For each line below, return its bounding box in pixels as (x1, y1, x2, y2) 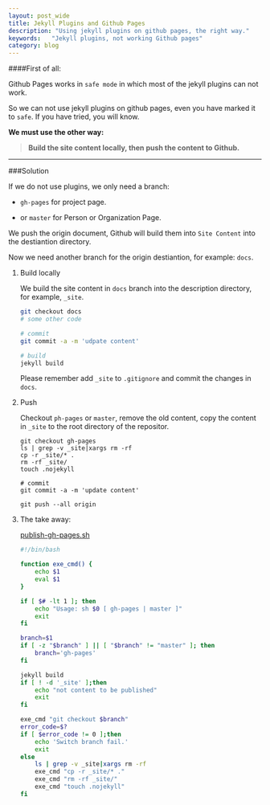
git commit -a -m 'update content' (19, 487, 140, 495)
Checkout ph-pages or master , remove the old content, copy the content (19, 413, 256, 423)
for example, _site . (19, 292, 84, 302)
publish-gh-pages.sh (19, 530, 90, 540)
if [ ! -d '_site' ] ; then (19, 678, 107, 687)
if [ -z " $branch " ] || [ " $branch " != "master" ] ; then (19, 642, 215, 650)
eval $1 (35, 575, 60, 583)
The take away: (19, 515, 72, 525)
